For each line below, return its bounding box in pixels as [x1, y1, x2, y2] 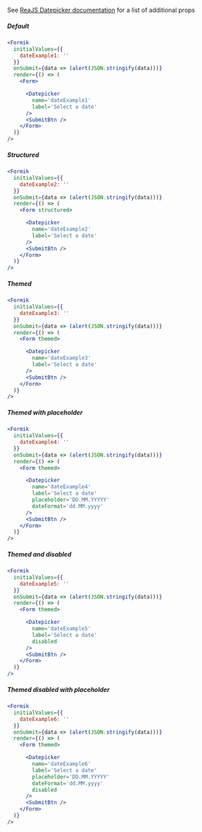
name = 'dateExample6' [32, 761, 91, 767]
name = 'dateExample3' [32, 355, 91, 362]
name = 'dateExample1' [32, 96, 91, 103]
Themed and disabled [7, 550, 72, 558]
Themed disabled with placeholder [7, 685, 110, 693]
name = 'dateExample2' [32, 226, 91, 233]
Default [7, 22, 30, 30]
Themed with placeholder [7, 408, 83, 416]
